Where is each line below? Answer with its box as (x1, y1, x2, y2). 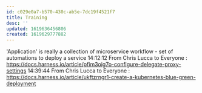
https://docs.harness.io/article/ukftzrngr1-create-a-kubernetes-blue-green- (6, 74, 196, 81)
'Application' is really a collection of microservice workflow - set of (6, 48, 173, 55)
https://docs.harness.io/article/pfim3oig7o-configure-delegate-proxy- (6, 61, 181, 68)
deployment (6, 80, 36, 88)
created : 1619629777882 (6, 31, 67, 37)
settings (6, 67, 27, 74)
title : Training (6, 14, 47, 21)
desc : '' (6, 20, 29, 26)
